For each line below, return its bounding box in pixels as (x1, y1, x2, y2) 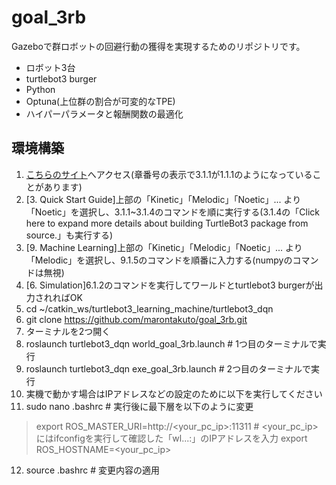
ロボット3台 (25, 61, 76, 73)
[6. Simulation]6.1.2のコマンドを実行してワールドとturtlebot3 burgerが (25, 279, 315, 291)
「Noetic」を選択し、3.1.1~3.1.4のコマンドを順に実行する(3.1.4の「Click (25, 206, 320, 218)
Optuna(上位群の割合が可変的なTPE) (25, 95, 176, 107)
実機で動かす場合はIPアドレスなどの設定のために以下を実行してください (25, 387, 323, 400)
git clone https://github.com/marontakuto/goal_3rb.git (25, 313, 248, 325)
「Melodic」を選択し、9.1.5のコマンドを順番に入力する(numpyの (25, 254, 293, 266)
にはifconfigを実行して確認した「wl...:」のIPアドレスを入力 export (35, 432, 308, 444)
